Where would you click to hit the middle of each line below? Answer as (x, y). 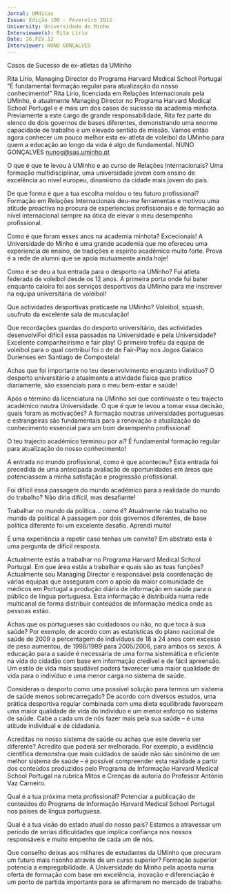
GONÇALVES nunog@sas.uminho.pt (59, 152)
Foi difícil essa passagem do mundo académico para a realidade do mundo (114, 490)
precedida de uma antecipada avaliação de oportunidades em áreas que (110, 469)
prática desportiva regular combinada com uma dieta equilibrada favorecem (115, 704)
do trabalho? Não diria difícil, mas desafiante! (71, 497)
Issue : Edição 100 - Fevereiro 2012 (60, 20)
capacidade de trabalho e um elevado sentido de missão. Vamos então (108, 130)
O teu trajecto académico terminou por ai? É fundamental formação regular (114, 441)
